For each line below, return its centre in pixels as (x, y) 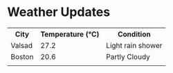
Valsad (22, 45)
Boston (22, 56)
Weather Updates (59, 12)
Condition (134, 34)
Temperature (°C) (70, 34)
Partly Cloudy (128, 56)
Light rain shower (134, 45)
